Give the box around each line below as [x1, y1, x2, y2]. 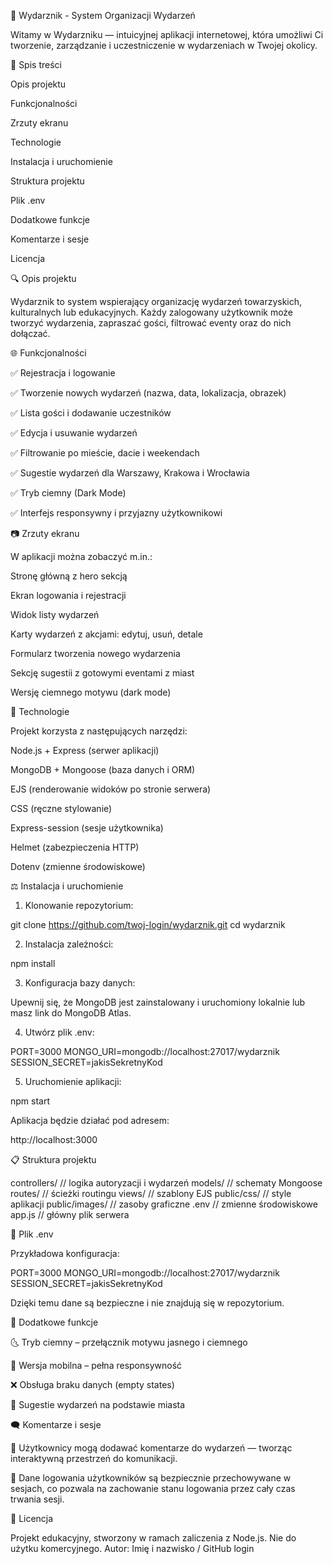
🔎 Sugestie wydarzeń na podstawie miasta [10, 1399, 186, 1410]
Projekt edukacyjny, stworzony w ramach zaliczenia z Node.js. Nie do [10, 1532, 297, 1544]
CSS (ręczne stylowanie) [10, 803, 113, 814]
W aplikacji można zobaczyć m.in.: [10, 551, 153, 562]
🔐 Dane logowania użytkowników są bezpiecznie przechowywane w [10, 1472, 292, 1484]
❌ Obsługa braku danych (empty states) [10, 1379, 175, 1390]
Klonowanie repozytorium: [24, 900, 134, 911]
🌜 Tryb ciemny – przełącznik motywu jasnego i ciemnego [10, 1336, 248, 1348]
